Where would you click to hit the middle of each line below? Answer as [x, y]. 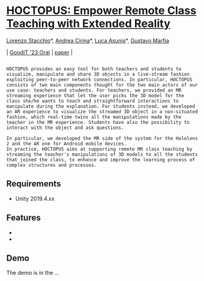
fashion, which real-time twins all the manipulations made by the [94, 117]
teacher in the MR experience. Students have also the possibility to [98, 122]
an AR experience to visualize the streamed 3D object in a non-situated [102, 111]
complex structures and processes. [52, 165]
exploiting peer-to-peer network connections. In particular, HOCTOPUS [99, 79]
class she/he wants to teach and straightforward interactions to [93, 101]
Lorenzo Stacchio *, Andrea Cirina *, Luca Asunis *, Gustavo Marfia [88, 40]
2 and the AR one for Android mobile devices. [67, 144]
